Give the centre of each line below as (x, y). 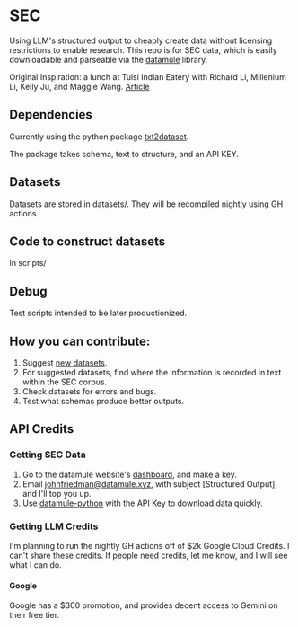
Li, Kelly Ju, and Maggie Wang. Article (79, 86)
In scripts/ (28, 263)
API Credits (42, 429)
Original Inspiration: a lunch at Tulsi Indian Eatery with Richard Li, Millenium (148, 76)
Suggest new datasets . (65, 363)
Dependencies (51, 115)
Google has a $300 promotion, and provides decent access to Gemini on (144, 605)
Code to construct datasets (88, 241)
